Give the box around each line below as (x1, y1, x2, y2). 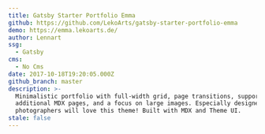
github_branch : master (8, 77, 83, 85)
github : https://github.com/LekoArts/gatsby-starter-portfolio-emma (8, 19, 238, 27)
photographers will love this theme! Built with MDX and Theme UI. (15, 107, 242, 115)
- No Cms (15, 63, 44, 71)
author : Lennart (8, 33, 62, 42)
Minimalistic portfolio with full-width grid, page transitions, (15, 92, 235, 100)
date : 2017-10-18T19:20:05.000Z (8, 70, 114, 78)
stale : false (8, 114, 51, 122)
